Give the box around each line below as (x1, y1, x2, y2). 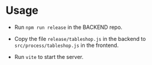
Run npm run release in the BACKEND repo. (14, 23, 123, 31)
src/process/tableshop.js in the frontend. (14, 42, 119, 49)
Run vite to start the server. (14, 53, 84, 60)
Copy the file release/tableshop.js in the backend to (14, 35, 146, 42)
